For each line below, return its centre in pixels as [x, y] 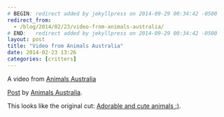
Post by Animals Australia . [45, 92]
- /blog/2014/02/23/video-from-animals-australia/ [89, 26]
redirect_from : [29, 20]
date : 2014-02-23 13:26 [42, 53]
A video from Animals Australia [52, 79]
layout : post [26, 40]
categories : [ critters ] [42, 59]
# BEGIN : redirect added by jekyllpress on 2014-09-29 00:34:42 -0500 [112, 14]
